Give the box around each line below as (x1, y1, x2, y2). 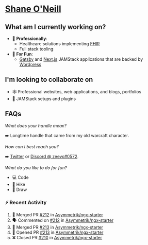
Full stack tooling (19, 46, 53, 52)
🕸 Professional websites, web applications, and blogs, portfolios (12, 88, 142, 94)
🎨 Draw (12, 186, 27, 192)
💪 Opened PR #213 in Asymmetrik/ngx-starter (12, 229, 104, 235)
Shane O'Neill (5, 3, 62, 15)
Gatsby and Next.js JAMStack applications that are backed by (19, 56, 143, 62)
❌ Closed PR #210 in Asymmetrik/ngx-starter (12, 234, 102, 240)
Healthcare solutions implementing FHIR (19, 41, 100, 47)
